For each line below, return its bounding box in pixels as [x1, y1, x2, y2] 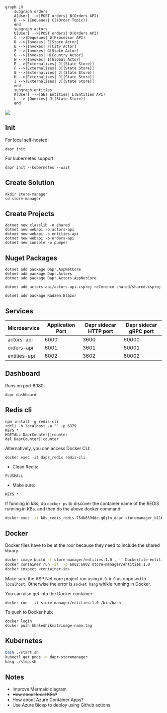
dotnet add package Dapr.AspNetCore [5, 267, 81, 272]
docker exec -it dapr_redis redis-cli [5, 455, 85, 460]
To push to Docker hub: [5, 609, 53, 615]
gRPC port [129, 328, 154, 335]
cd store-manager [5, 196, 41, 201]
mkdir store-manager [5, 192, 48, 197]
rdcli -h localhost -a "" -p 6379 [5, 423, 77, 429]
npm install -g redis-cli [5, 419, 59, 424]
